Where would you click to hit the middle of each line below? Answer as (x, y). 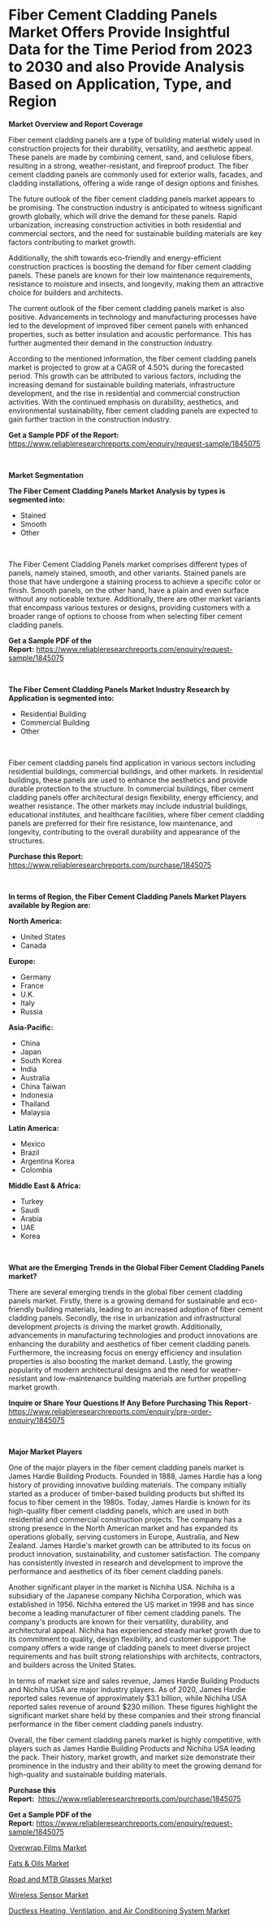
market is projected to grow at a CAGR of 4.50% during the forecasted (126, 367)
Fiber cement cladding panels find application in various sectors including (132, 762)
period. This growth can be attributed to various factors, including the (125, 375)
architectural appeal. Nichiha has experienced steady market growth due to (135, 1630)
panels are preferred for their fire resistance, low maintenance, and (121, 823)
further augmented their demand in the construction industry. (111, 343)
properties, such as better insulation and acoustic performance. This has (130, 334)
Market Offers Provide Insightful (119, 32)
